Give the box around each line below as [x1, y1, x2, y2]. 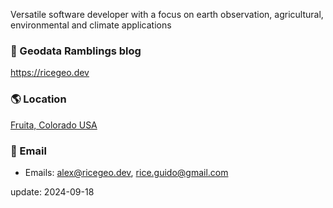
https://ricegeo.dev [10, 67, 90, 79]
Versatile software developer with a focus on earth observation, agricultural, [10, 9, 324, 20]
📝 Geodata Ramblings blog [10, 44, 142, 58]
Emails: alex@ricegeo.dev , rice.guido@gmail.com [24, 166, 229, 178]
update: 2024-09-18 [10, 185, 95, 198]
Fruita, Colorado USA [10, 119, 98, 131]
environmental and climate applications [10, 19, 172, 31]
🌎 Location [10, 92, 67, 106]
